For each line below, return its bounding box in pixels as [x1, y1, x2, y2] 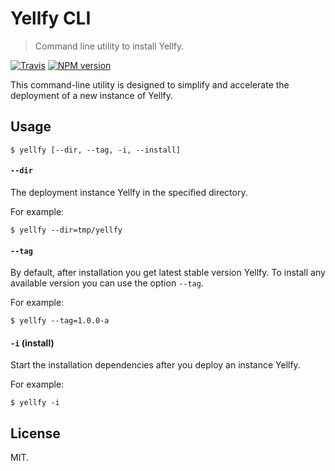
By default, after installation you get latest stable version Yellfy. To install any [10, 267, 326, 279]
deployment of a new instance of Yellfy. [10, 89, 174, 101]
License [10, 425, 61, 442]
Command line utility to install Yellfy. [34, 40, 185, 52]
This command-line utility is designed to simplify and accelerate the [10, 78, 290, 91]
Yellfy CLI [10, 7, 92, 30]
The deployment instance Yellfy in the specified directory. [10, 186, 248, 198]
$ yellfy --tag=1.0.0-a [10, 316, 110, 326]
